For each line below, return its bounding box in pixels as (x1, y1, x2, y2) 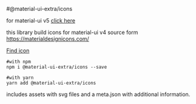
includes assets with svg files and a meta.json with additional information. (6, 91, 191, 98)
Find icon (6, 47, 30, 54)
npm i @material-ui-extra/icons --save (6, 64, 107, 70)
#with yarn (6, 75, 34, 81)
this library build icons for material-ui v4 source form (6, 29, 138, 36)
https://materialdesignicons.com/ (6, 35, 89, 42)
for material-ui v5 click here (6, 17, 76, 24)
